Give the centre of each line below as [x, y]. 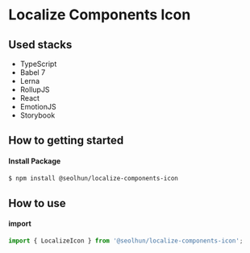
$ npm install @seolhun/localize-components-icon [94, 178]
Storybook [37, 115]
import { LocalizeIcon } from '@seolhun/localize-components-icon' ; [126, 241]
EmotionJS [38, 107]
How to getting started [66, 141]
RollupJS [35, 89]
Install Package [35, 161]
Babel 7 [33, 73]
